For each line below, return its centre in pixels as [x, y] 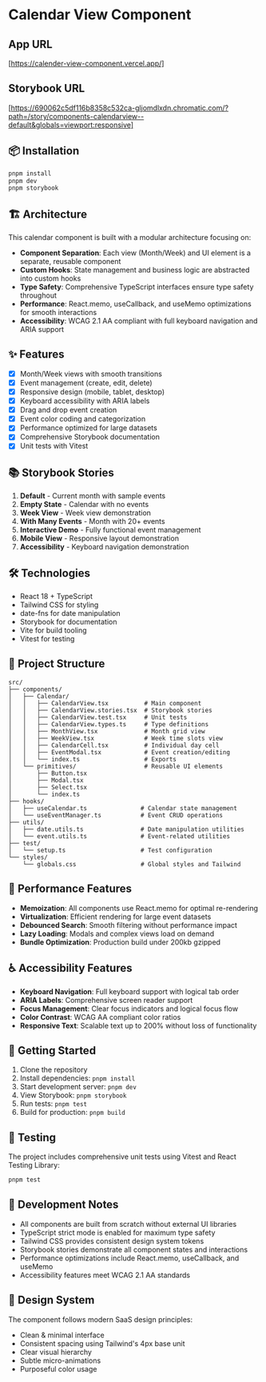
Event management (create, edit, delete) [86, 382]
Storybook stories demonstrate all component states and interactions [134, 1249]
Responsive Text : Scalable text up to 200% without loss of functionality [138, 1025]
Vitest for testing [47, 639]
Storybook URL [47, 88]
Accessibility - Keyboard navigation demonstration [104, 547]
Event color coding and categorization [83, 419]
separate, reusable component [70, 262]
